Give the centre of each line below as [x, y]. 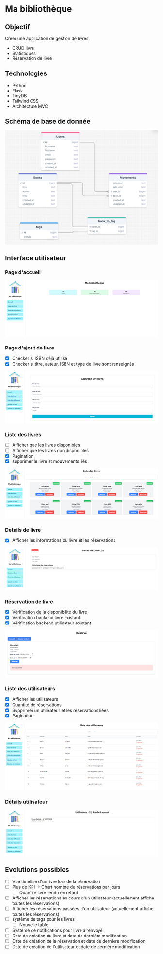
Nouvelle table [34, 925]
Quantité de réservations [37, 705]
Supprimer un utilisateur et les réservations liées [60, 710]
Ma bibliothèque [39, 9]
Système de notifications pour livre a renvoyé [57, 930]
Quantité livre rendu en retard [49, 892]
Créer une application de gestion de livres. [48, 38]
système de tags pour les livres [43, 919]
